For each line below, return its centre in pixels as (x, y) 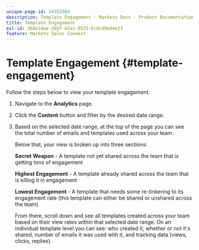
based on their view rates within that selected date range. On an (93, 222)
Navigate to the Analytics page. (54, 104)
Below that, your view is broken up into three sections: (81, 145)
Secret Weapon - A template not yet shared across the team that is (97, 156)
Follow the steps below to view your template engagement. (78, 92)
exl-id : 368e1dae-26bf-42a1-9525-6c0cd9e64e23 (65, 28)
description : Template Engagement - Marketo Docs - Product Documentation (100, 17)
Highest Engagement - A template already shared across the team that (102, 174)
